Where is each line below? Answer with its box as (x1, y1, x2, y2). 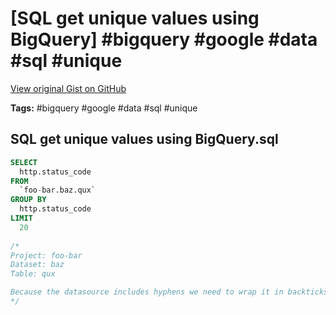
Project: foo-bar (10, 250, 83, 261)
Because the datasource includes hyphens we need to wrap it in (10, 287, 284, 297)
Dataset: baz (10, 260, 65, 270)
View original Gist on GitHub (10, 82, 127, 94)
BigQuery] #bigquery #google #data (10, 28, 318, 51)
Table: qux (10, 269, 56, 279)
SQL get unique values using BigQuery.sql (10, 131, 279, 148)
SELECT (10, 157, 38, 167)
